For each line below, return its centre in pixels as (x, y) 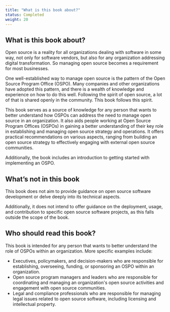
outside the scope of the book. (37, 217)
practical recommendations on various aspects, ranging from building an (81, 137)
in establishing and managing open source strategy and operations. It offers (84, 132)
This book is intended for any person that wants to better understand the (81, 245)
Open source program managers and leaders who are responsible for (85, 277)
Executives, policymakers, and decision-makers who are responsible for (88, 261)
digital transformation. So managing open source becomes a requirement (82, 63)
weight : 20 (17, 19)
